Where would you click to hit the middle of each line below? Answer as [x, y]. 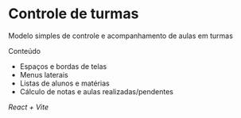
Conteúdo [25, 51]
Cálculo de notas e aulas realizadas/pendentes [96, 91]
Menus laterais [44, 74]
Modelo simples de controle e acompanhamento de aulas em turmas [120, 36]
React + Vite [29, 107]
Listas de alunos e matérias [64, 83]
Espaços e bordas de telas [63, 66]
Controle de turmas [74, 14]
